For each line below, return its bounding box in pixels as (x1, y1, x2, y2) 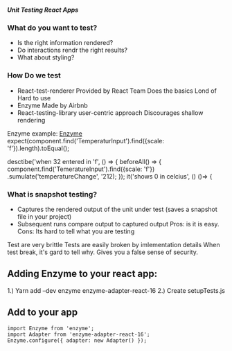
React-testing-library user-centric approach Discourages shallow (17, 108, 204, 117)
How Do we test (7, 71, 61, 80)
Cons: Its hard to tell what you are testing (17, 227, 135, 235)
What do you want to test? (7, 23, 98, 33)
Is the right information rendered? (17, 39, 114, 47)
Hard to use (17, 93, 51, 102)
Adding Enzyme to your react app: (7, 268, 158, 280)
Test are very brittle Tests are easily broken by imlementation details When (7, 240, 220, 249)
